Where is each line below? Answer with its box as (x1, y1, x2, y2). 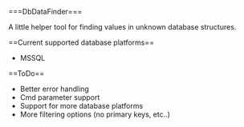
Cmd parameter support (19, 93, 100, 102)
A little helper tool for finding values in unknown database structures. (8, 22, 237, 31)
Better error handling (19, 84, 90, 93)
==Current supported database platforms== (8, 38, 155, 47)
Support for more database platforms (19, 101, 144, 110)
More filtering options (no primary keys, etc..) (19, 109, 171, 119)
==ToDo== (8, 69, 45, 78)
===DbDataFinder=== (8, 7, 83, 16)
